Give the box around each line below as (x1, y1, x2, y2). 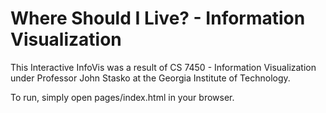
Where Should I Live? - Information (10, 7, 306, 30)
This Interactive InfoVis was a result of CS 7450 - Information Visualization (10, 61, 317, 73)
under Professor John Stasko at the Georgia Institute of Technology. (10, 72, 291, 84)
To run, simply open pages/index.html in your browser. (10, 91, 235, 103)
